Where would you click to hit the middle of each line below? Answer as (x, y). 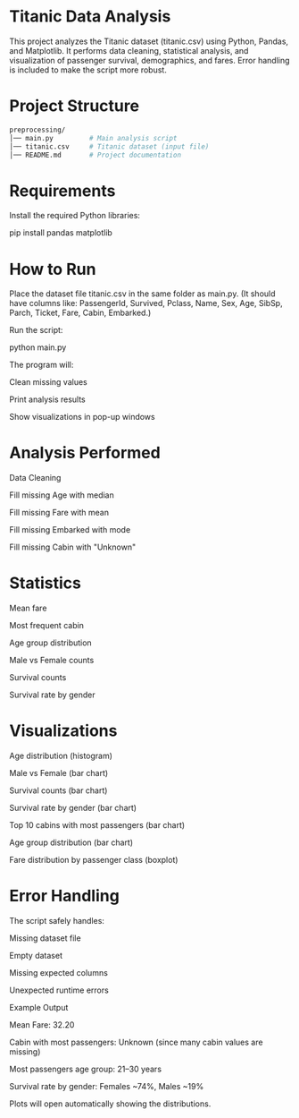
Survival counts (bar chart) (58, 790)
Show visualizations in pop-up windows (82, 417)
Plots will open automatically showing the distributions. (110, 1104)
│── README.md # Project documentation (95, 155)
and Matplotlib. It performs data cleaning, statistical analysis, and (129, 50)
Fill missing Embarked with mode (70, 530)
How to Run (53, 269)
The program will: (42, 365)
